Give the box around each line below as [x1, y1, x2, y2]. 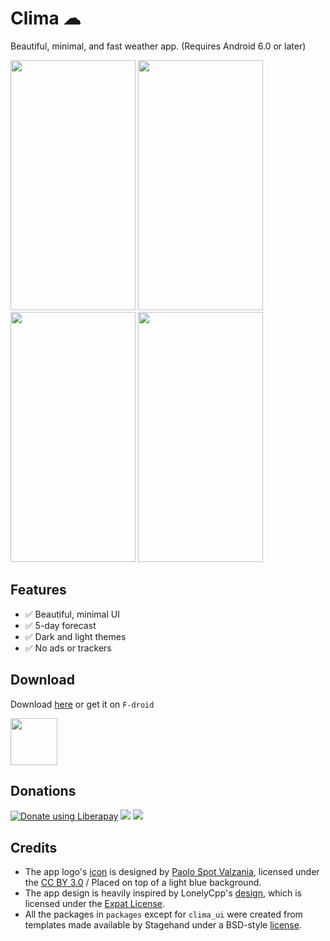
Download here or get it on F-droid [10, 698, 155, 710]
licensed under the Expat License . [24, 898, 166, 910]
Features [10, 582, 67, 599]
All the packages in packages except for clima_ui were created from [24, 908, 303, 921]
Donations [10, 782, 77, 799]
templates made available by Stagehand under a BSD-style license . [24, 919, 302, 931]
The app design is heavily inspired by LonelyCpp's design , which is [24, 887, 302, 899]
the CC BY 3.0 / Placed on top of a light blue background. [24, 877, 262, 889]
